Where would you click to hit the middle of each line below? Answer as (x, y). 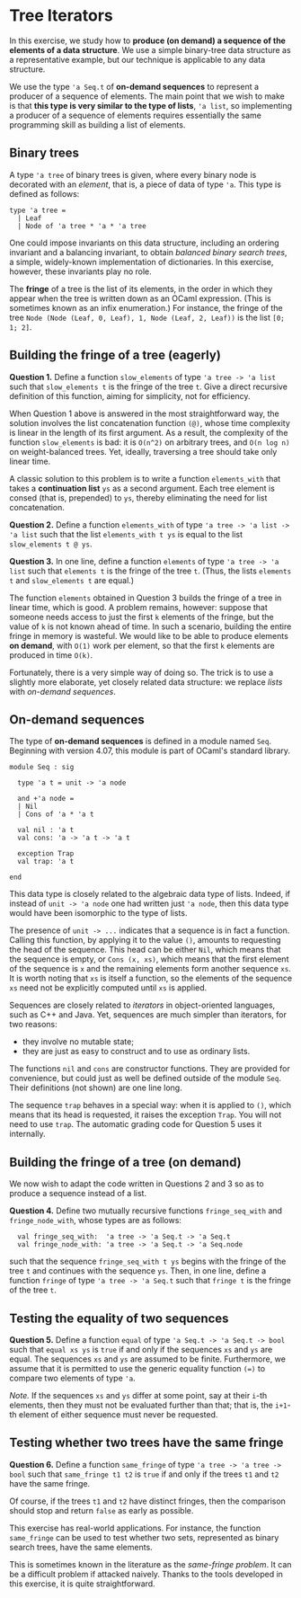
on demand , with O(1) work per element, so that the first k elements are (142, 645)
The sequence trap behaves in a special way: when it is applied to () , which (150, 1105)
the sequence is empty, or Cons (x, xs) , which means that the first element (149, 959)
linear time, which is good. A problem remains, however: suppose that (138, 607)
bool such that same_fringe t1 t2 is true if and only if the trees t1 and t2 (144, 1474)
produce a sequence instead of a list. (78, 1194)
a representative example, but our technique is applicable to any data (137, 59)
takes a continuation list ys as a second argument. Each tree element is (142, 488)
